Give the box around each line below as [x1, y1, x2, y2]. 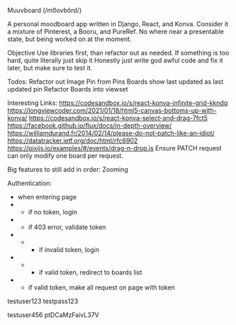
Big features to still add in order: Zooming [7, 165, 129, 173]
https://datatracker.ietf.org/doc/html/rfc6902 [7, 136, 138, 145]
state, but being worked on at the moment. [7, 35, 132, 43]
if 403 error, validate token [28, 223, 106, 231]
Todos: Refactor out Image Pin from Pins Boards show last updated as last [7, 77, 224, 86]
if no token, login [28, 208, 78, 216]
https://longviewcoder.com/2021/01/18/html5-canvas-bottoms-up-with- [7, 106, 218, 114]
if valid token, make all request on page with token [28, 283, 176, 292]
